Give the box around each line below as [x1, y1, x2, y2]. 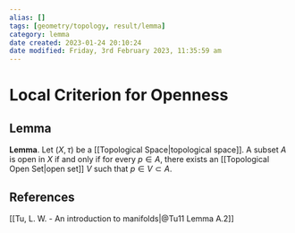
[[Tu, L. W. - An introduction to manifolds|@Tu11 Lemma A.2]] [9, 212, 234, 224]
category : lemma [9, 30, 70, 39]
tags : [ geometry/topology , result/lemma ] [9, 22, 166, 30]
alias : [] [9, 13, 46, 22]
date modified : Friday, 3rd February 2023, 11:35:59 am [9, 47, 222, 56]
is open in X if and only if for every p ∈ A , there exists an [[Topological [9, 154, 270, 165]
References [9, 189, 75, 204]
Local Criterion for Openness [9, 85, 229, 106]
